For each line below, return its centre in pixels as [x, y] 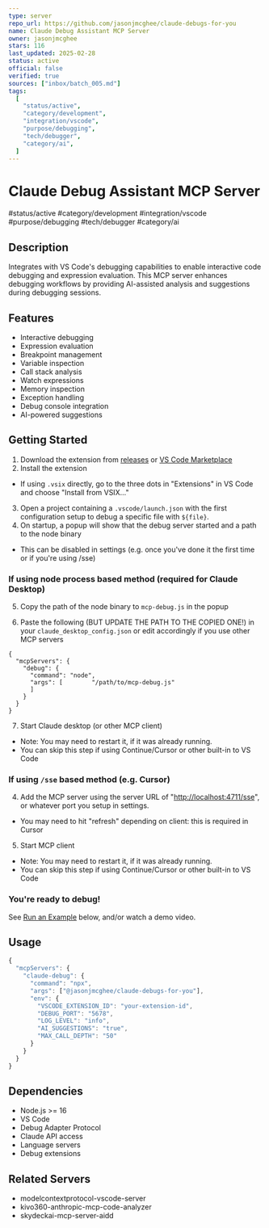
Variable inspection [52, 363]
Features [31, 318]
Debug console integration [64, 406]
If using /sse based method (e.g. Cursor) [90, 779]
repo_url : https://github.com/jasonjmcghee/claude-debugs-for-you [122, 23]
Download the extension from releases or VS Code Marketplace [126, 459]
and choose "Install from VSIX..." [74, 492]
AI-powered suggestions [61, 414]
